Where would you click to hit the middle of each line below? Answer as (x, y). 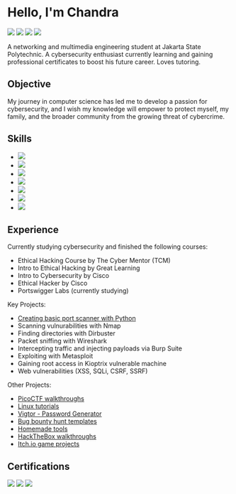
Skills (19, 139)
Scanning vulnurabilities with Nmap (69, 326)
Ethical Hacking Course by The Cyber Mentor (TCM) (94, 261)
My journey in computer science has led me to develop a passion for (107, 101)
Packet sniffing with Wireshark (62, 341)
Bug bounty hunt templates (57, 421)
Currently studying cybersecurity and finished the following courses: (108, 247)
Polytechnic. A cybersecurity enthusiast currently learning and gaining (110, 54)
